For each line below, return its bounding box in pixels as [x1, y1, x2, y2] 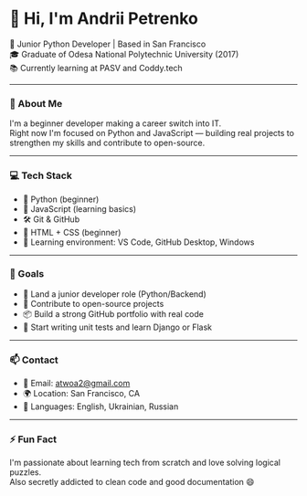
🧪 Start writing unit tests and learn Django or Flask [22, 322, 213, 332]
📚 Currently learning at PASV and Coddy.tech [9, 62, 183, 73]
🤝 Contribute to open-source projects [22, 298, 164, 309]
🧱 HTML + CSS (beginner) [22, 227, 122, 237]
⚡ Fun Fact [9, 433, 58, 446]
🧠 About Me [9, 97, 63, 110]
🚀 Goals [9, 268, 45, 280]
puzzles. [9, 467, 42, 478]
